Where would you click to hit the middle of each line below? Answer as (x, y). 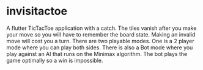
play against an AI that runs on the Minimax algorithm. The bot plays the (97, 54)
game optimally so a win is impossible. (55, 60)
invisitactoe (37, 11)
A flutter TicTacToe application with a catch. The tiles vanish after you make (102, 28)
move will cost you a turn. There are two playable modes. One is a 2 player (100, 41)
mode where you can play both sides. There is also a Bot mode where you (100, 47)
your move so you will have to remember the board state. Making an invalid (101, 34)
